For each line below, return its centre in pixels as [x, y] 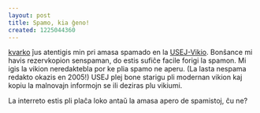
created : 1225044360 [42, 30]
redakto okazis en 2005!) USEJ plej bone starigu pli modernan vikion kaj [125, 77]
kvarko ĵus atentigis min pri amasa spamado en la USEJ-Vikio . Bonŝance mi [130, 53]
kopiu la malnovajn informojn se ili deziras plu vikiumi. [95, 86]
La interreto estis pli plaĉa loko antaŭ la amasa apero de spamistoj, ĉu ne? [128, 101]
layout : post [30, 15]
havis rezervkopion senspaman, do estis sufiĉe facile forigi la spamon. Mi [127, 60]
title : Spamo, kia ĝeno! [49, 23]
